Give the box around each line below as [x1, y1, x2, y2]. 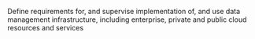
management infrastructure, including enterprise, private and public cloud [7, 15, 247, 24]
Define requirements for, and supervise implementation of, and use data [7, 7, 241, 16]
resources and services [7, 23, 84, 32]
